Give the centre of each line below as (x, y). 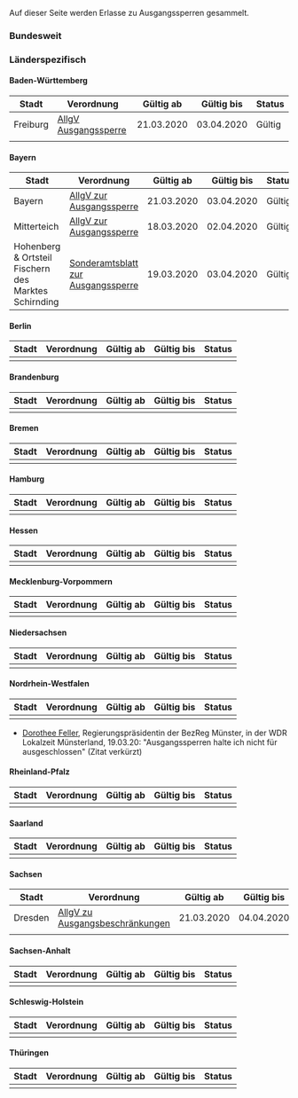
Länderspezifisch (48, 59)
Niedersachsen (38, 632)
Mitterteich (36, 227)
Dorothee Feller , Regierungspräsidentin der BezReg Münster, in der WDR (154, 733)
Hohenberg (37, 247)
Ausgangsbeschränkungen (114, 923)
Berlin (20, 325)
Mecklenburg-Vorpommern (61, 581)
